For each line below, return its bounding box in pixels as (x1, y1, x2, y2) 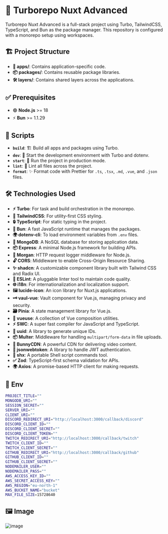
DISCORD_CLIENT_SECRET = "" (5, 427, 60, 432)
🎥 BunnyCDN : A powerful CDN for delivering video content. (12, 341, 137, 348)
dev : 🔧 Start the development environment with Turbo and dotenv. (12, 152, 149, 159)
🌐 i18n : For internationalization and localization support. (12, 281, 130, 288)
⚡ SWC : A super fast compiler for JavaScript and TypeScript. (12, 321, 140, 327)
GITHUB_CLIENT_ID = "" (5, 454, 49, 460)
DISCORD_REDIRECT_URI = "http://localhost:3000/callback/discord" (5, 417, 144, 422)
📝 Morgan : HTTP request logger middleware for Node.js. (12, 252, 131, 258)
